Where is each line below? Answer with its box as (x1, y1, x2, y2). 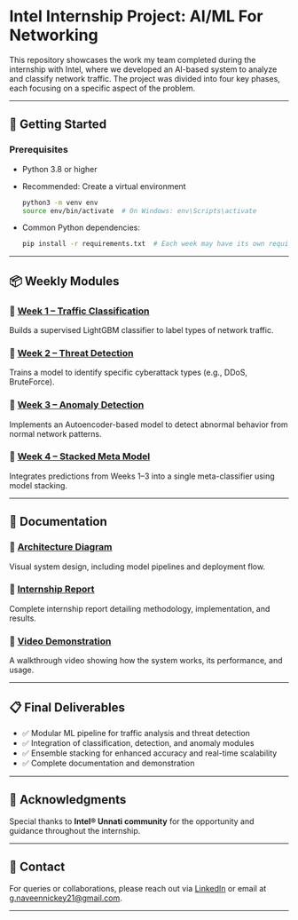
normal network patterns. (9, 428, 102, 439)
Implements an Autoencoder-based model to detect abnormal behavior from (9, 419, 288, 430)
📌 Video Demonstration (9, 635, 112, 647)
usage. (9, 664, 35, 676)
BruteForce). (9, 377, 55, 387)
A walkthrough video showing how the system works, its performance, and (9, 655, 283, 666)
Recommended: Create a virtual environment (21, 180, 186, 192)
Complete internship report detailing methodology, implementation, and (9, 603, 271, 614)
